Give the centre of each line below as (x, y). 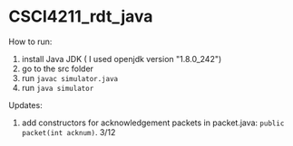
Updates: (25, 105)
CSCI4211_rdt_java (81, 17)
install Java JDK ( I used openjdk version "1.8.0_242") (122, 59)
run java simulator (58, 87)
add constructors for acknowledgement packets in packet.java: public (153, 123)
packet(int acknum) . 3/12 (68, 132)
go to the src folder (58, 68)
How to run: (30, 41)
